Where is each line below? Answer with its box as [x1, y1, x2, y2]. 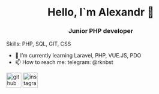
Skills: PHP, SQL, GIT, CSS [6, 40, 71, 47]
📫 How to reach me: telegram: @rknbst [14, 59, 113, 66]
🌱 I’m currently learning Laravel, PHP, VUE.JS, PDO [14, 52, 142, 59]
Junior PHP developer [68, 27, 134, 35]
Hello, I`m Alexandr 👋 [47, 5, 154, 19]
